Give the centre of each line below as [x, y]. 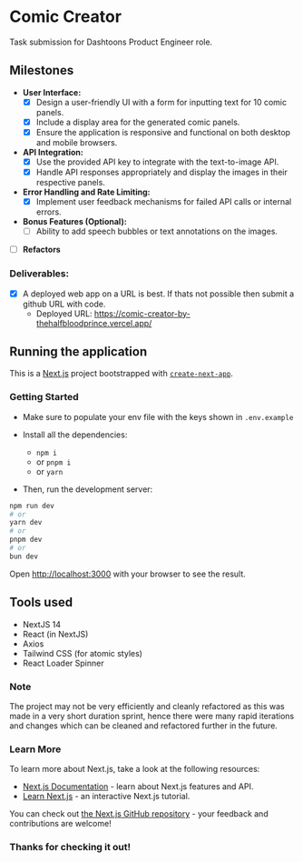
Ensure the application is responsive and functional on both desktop [163, 132]
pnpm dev [26, 540]
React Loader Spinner [63, 663]
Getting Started [44, 397]
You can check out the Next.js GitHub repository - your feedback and [139, 814]
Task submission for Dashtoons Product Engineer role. [111, 42]
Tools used [41, 602]
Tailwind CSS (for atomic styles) [83, 653]
